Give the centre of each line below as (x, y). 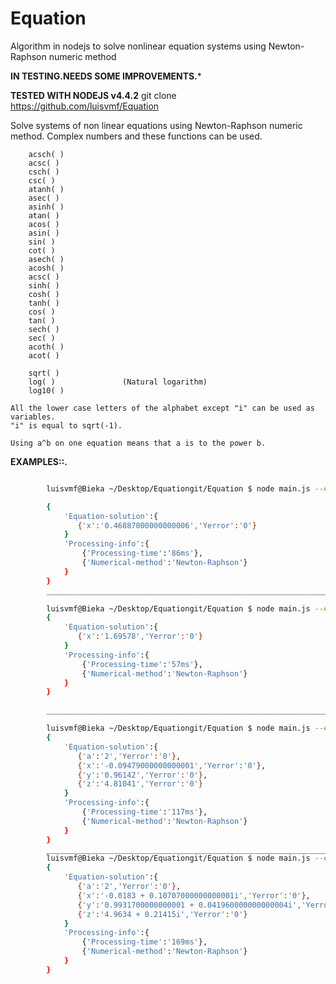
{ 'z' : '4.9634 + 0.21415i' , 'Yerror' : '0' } (162, 914)
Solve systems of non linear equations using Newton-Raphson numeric (156, 125)
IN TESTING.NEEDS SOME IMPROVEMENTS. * (106, 76)
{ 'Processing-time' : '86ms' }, (142, 553)
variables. (33, 417)
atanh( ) (46, 189)
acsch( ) (46, 154)
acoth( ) (46, 347)
